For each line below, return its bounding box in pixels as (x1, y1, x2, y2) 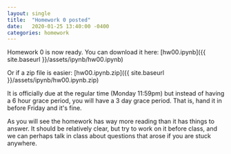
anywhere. (7, 139, 37, 148)
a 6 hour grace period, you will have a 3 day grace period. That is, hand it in (7, 97, 222, 105)
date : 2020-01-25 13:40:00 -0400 (7, 23, 110, 30)
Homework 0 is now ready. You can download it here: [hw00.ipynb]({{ (7, 48, 206, 56)
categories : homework (7, 29, 70, 36)
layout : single (7, 10, 51, 17)
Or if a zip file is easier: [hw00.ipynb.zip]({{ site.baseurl (7, 69, 164, 77)
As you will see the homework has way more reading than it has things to (7, 118, 215, 126)
